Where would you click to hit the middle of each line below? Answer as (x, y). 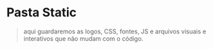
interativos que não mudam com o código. (83, 38)
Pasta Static (42, 13)
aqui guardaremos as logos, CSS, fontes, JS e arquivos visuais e (115, 31)
